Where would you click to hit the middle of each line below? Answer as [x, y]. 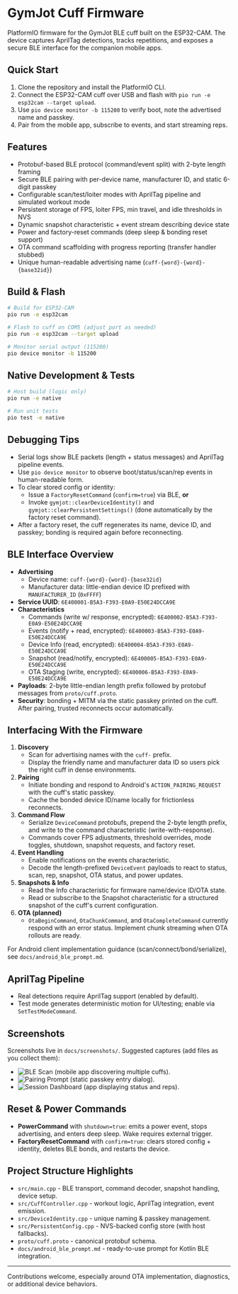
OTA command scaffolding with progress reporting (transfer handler [117, 247]
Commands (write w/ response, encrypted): [92, 617]
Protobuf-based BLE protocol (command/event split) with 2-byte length [121, 164]
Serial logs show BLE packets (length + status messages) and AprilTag [121, 457]
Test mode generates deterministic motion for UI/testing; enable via [116, 1003]
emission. [32, 1210]
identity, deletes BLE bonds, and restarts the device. [93, 1149]
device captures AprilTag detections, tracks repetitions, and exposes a [110, 40]
